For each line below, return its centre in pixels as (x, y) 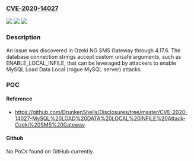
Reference (19, 99)
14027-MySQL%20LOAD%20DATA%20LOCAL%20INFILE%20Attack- (100, 118)
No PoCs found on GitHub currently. (50, 151)
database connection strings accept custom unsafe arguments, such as (94, 56)
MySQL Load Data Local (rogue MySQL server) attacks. (74, 69)
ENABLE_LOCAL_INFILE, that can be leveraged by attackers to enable (91, 63)
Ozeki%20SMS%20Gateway (50, 124)
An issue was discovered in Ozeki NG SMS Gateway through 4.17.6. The (93, 50)
